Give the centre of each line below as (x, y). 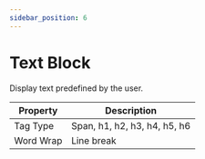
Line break (94, 140)
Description (131, 110)
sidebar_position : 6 (49, 18)
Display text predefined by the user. (77, 88)
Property (38, 110)
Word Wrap (38, 140)
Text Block (50, 62)
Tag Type (34, 125)
